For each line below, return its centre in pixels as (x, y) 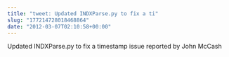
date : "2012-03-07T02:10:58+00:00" (59, 26)
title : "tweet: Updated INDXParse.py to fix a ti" (83, 14)
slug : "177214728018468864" (48, 20)
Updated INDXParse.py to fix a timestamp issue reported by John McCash (115, 47)
